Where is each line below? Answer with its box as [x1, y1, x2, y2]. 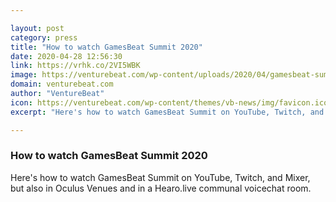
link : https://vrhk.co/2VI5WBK [10, 61, 141, 71]
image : [10, 70, 38, 80]
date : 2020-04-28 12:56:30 [10, 51, 123, 61]
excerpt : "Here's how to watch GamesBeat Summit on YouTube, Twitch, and [10, 107, 325, 117]
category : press [10, 32, 78, 43]
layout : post [10, 23, 65, 33]
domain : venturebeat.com [10, 79, 114, 90]
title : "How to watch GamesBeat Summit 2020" [10, 42, 203, 52]
